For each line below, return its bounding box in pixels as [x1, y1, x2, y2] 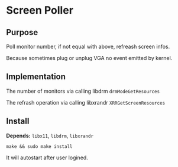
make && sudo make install [6, 143, 73, 149]
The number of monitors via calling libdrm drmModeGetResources [6, 87, 160, 94]
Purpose [6, 27, 38, 37]
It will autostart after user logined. [6, 154, 89, 161]
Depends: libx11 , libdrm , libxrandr [6, 132, 93, 139]
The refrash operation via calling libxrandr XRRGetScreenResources [6, 99, 166, 106]
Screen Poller [6, 4, 74, 17]
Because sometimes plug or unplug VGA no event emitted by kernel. [6, 55, 173, 61]
